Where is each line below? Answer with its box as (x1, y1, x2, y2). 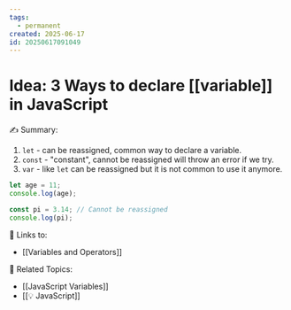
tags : (9, 12, 29, 22)
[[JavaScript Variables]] (21, 281, 109, 291)
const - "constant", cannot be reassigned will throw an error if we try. (21, 154, 274, 165)
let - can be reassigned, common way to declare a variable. (21, 145, 242, 156)
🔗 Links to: (9, 229, 48, 240)
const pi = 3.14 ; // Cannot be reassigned (9, 205, 168, 213)
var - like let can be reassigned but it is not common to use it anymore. (21, 164, 283, 174)
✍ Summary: (9, 125, 58, 136)
